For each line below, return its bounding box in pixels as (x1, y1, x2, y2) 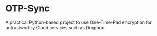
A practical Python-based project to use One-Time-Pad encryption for (5, 19, 152, 25)
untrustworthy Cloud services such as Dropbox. (5, 24, 106, 30)
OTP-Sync (5, 3, 50, 14)
